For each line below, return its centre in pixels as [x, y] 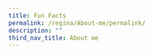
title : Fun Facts [37, 15]
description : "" [35, 30]
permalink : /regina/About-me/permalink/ [77, 23]
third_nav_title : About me [54, 38]
